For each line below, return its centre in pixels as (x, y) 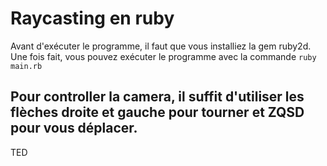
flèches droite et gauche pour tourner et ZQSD (157, 112)
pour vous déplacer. (74, 128)
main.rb (26, 66)
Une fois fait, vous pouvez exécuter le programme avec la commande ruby (163, 56)
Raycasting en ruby (92, 18)
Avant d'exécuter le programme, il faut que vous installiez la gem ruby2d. (161, 46)
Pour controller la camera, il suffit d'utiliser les (157, 97)
